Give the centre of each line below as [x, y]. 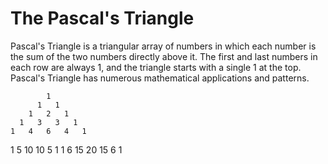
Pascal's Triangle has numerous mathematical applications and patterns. [160, 78]
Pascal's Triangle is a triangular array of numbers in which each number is [163, 46]
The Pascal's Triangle [102, 18]
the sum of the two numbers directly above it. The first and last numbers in [164, 56]
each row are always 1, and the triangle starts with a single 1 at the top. [156, 67]
